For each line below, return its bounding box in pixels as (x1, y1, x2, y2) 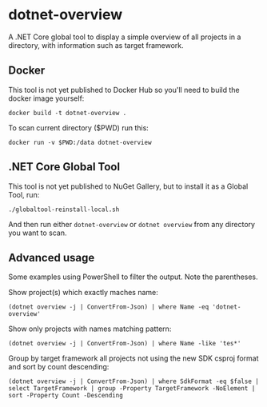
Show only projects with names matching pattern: (8, 324, 172, 333)
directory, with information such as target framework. (8, 40, 184, 50)
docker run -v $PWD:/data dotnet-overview (8, 138, 152, 146)
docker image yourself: (8, 94, 85, 103)
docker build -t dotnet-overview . (8, 109, 127, 117)
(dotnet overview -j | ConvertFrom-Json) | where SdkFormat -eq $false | (8, 377, 260, 385)
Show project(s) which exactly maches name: (8, 288, 158, 297)
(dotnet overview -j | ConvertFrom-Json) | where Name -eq (8, 303, 209, 311)
